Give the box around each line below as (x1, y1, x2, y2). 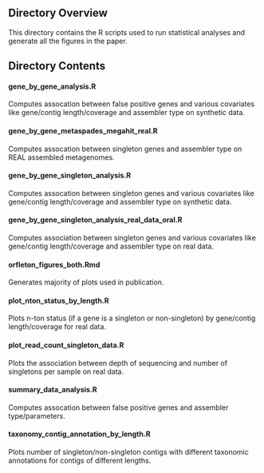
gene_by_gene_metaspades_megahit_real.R (8, 126, 158, 135)
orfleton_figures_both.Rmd (8, 260, 100, 269)
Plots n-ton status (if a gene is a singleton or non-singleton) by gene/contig (8, 313, 256, 323)
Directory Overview (8, 6, 108, 20)
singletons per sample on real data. (8, 367, 124, 376)
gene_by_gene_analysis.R (8, 81, 97, 91)
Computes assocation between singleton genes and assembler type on (8, 144, 242, 153)
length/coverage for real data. (8, 322, 106, 332)
